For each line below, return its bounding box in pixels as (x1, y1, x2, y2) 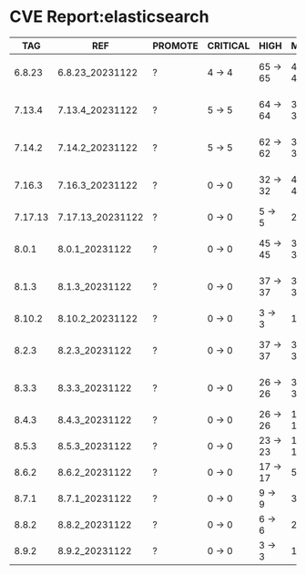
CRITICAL (207, 39, 250, 52)
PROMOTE (152, 39, 199, 52)
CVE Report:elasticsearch (9, 6, 209, 27)
